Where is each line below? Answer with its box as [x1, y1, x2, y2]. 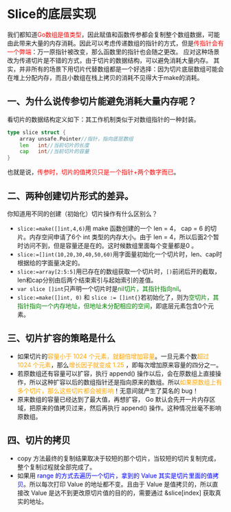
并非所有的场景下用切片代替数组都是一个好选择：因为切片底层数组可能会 [19, 65, 224, 73]
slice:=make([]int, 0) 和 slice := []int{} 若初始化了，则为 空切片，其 [16, 293, 219, 301]
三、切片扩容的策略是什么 [7, 332, 115, 345]
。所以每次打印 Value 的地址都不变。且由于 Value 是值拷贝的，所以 [23, 480, 212, 488]
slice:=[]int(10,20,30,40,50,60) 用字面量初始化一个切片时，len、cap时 [16, 249, 223, 258]
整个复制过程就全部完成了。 [16, 462, 96, 471]
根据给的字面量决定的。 [16, 258, 84, 267]
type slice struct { [7, 129, 67, 136]
